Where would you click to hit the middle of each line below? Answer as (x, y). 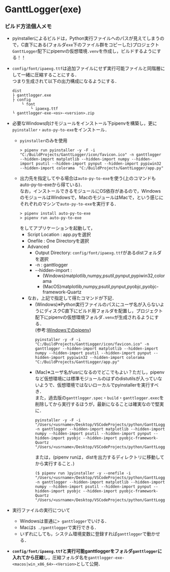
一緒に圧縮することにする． (50, 75)
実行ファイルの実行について (41, 510)
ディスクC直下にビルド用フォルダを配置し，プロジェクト (104, 311)
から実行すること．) (55, 464)
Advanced (38, 247)
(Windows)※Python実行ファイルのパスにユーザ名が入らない (97, 305)
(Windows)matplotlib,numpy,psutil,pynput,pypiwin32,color (104, 276)
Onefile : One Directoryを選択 (58, 241)
